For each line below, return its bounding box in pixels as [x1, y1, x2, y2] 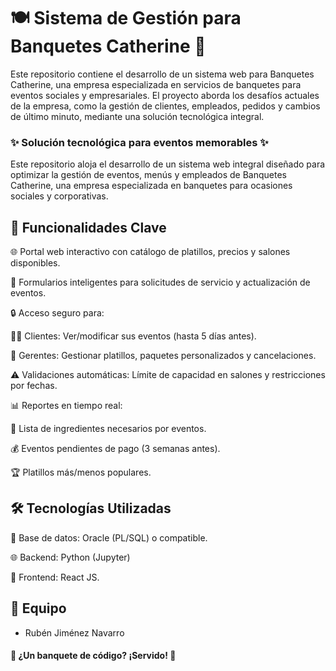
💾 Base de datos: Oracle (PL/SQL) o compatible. [10, 531, 208, 544]
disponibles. [10, 257, 61, 269]
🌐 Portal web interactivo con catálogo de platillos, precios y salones [10, 246, 291, 258]
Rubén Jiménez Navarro [24, 626, 125, 639]
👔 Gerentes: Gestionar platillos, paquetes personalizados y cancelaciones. [10, 350, 317, 362]
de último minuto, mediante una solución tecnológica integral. [10, 110, 265, 122]
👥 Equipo [10, 600, 67, 617]
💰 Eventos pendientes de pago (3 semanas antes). [10, 443, 221, 455]
